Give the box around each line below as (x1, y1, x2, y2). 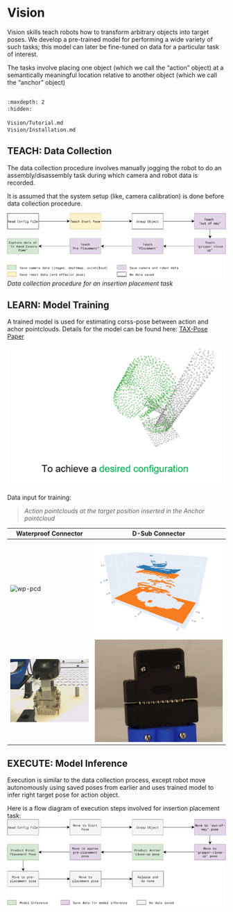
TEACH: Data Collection (7, 145, 112, 157)
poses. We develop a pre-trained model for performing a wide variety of (7, 35, 214, 43)
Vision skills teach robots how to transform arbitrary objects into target (7, 28, 209, 36)
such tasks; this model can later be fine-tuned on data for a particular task (7, 42, 220, 51)
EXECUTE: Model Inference (7, 757, 128, 769)
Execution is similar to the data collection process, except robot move (7, 776, 206, 784)
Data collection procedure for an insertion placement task (7, 279, 173, 288)
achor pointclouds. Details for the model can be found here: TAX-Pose (7, 325, 208, 333)
